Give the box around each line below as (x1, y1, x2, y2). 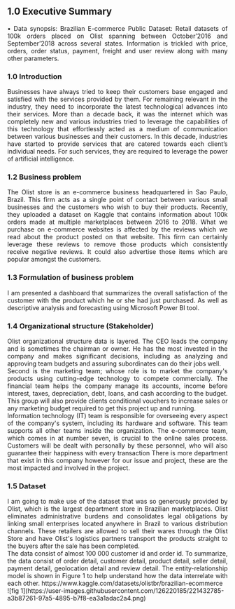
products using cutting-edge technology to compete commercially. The (7, 375, 228, 382)
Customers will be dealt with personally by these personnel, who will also (7, 441, 228, 450)
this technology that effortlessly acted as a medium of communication (7, 125, 228, 133)
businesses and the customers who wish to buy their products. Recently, (7, 203, 228, 211)
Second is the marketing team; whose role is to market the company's (7, 367, 228, 375)
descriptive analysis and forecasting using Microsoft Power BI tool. (7, 303, 200, 312)
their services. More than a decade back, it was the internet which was (7, 110, 228, 119)
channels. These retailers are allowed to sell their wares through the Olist (7, 527, 228, 535)
